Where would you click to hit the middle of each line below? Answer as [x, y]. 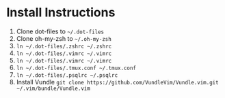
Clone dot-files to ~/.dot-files [60, 31]
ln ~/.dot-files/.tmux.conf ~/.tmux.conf [76, 68]
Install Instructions [61, 13]
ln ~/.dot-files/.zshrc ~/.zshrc [64, 46]
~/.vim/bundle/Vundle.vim [53, 88]
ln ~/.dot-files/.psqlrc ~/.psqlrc [67, 75]
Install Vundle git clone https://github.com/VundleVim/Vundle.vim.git [118, 82]
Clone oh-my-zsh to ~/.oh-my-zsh [64, 38]
